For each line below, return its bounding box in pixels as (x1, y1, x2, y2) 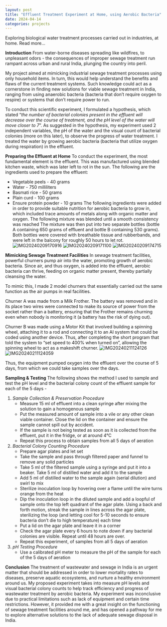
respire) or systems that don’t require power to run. (5, 97, 111, 103)
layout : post (5, 7, 32, 12)
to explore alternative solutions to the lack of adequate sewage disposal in (5, 612, 158, 618)
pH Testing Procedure (12, 544, 58, 550)
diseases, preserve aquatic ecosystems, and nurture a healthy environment (5, 575, 161, 581)
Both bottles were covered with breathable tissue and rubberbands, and (12, 232, 161, 238)
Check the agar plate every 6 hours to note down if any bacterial (19, 528, 153, 534)
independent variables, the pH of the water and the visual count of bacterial (5, 128, 161, 134)
